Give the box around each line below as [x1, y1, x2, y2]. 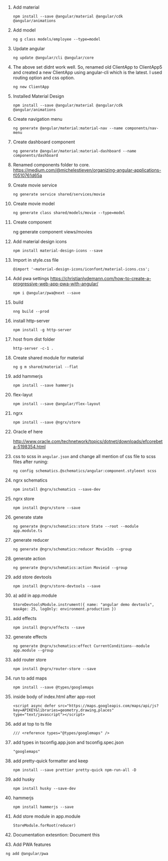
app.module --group [12, 648, 54, 653]
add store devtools [12, 574, 52, 580]
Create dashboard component [12, 139, 75, 145]
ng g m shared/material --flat [12, 364, 78, 369]
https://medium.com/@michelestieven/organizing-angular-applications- [12, 167, 161, 173]
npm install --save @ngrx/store [12, 420, 80, 425]
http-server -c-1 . [12, 346, 54, 351]
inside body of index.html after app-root [12, 694, 95, 700]
